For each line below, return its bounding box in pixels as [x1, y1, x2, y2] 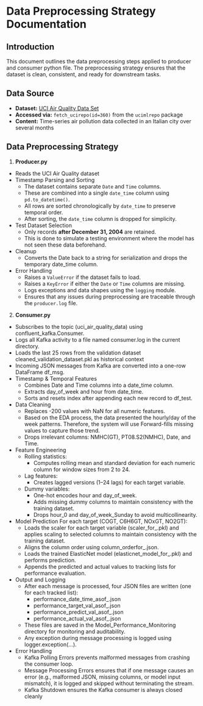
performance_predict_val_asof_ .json [33, 608, 124, 616]
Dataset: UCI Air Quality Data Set [15, 104, 99, 112]
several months [15, 124, 54, 131]
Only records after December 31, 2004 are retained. [24, 228, 157, 236]
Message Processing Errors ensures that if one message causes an [24, 666, 194, 674]
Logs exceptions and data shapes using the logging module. [24, 286, 176, 294]
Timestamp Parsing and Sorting [15, 176, 95, 184]
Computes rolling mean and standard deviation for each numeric [33, 459, 196, 466]
